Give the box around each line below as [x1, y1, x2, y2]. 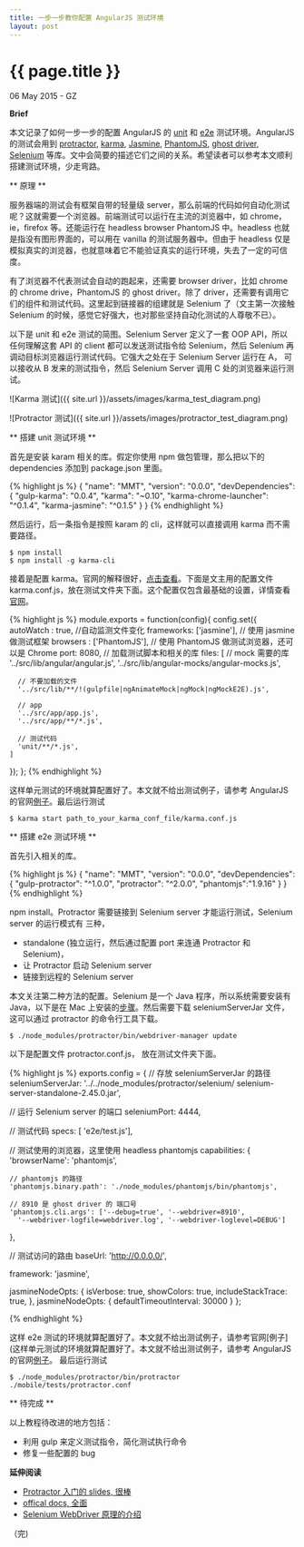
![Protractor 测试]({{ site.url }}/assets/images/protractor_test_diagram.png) [9, 413, 289, 424]
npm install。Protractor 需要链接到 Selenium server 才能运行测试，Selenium [9, 906, 293, 917]
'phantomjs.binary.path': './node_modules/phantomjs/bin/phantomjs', [9, 1182, 279, 1191]
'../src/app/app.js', [17, 709, 100, 718]
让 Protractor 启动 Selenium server [22, 960, 152, 971]
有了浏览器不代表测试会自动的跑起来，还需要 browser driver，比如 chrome [9, 276, 289, 287]
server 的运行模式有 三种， [9, 918, 110, 929]
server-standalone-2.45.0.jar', [9, 1088, 122, 1099]
